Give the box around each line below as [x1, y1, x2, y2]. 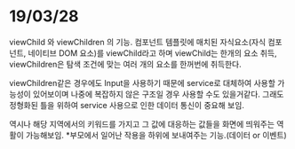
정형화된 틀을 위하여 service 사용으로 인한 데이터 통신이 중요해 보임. [9, 99, 244, 110]
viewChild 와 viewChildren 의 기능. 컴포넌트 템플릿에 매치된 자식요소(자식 [9, 36, 267, 47]
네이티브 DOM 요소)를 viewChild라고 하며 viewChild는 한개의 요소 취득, [28, 47, 277, 59]
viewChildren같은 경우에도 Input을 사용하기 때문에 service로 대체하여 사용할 [9, 77, 275, 88]
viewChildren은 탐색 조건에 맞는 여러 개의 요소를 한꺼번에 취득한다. [9, 59, 242, 69]
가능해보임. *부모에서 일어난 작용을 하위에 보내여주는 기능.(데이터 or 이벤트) [25, 129, 287, 140]
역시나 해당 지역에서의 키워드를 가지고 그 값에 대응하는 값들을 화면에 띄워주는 [9, 118, 275, 129]
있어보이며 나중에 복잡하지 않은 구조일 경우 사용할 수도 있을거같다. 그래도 [32, 89, 284, 99]
